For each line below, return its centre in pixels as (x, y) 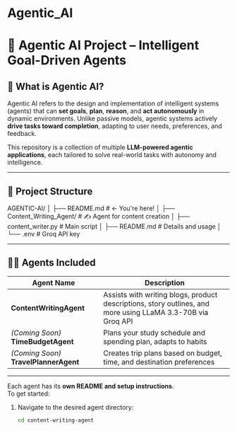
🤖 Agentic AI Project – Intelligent (103, 46)
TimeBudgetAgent (42, 341)
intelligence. (25, 162)
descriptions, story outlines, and (157, 304)
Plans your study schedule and (154, 333)
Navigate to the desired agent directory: (75, 407)
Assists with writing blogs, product (160, 294)
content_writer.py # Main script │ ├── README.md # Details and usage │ (114, 226)
